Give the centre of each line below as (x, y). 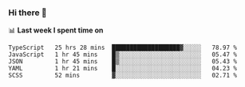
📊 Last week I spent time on (56, 30)
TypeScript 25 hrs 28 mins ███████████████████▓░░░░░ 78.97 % (123, 48)
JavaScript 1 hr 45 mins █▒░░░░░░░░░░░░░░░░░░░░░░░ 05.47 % (123, 55)
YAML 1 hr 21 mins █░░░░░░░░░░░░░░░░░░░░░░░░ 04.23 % (123, 69)
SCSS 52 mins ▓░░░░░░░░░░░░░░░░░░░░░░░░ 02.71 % (123, 76)
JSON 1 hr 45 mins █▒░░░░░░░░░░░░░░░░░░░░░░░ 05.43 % (123, 62)
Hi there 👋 (28, 13)
